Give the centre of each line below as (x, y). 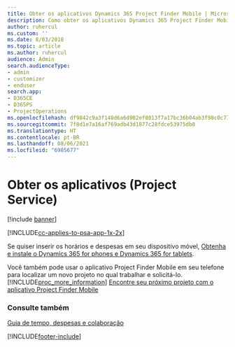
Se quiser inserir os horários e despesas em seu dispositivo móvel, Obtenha (116, 246)
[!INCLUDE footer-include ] (44, 337)
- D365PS (20, 105)
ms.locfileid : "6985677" (43, 150)
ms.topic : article (34, 46)
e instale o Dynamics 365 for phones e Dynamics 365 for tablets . (101, 253)
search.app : (24, 92)
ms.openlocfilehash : (37, 118)
